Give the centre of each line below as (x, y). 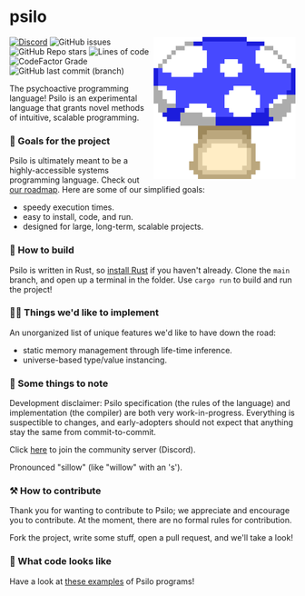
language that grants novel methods (77, 107)
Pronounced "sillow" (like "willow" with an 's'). (96, 467)
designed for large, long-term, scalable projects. (113, 227)
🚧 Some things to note (59, 383)
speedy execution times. (69, 207)
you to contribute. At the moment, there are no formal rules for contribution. (151, 521)
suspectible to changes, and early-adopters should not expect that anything (151, 422)
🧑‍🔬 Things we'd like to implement (84, 313)
